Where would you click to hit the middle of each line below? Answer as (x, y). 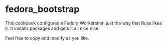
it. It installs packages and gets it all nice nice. (53, 28)
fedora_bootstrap (42, 9)
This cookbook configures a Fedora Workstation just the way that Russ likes (83, 23)
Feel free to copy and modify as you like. (47, 38)
